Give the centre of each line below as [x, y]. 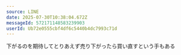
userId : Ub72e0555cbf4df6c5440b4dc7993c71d [62, 28]
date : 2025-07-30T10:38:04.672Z [47, 17]
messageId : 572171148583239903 [46, 23]
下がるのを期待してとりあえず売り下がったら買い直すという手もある [91, 46]
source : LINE [23, 12]
